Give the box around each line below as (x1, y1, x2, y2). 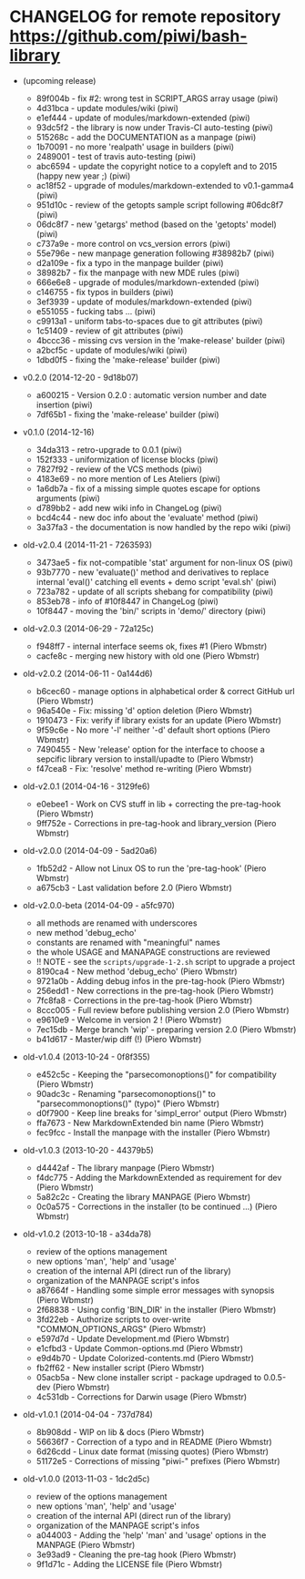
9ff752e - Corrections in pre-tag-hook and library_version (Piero (36, 817, 277, 828)
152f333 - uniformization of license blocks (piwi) (36, 454, 219, 465)
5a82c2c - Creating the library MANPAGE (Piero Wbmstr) (36, 1191, 251, 1202)
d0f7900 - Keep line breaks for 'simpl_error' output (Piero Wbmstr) (36, 1107, 288, 1118)
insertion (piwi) (36, 399, 93, 410)
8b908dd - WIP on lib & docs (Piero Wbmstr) (36, 1426, 205, 1437)
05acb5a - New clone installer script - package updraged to (36, 1371, 262, 1382)
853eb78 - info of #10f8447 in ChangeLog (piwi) (36, 595, 219, 607)
